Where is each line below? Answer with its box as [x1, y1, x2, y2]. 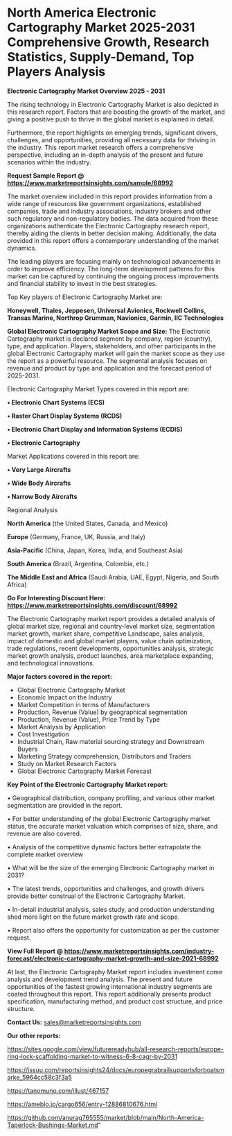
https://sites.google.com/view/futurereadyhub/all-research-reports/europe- [7, 1044, 224, 1053]
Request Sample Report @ [7, 171, 84, 180]
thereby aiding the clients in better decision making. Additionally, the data [7, 229, 217, 237]
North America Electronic [7, 5, 157, 21]
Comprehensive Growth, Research [7, 35, 210, 50]
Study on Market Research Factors [17, 759, 116, 768]
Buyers [17, 745, 38, 753]
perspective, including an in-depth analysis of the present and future [7, 151, 204, 159]
